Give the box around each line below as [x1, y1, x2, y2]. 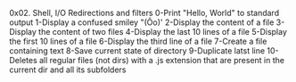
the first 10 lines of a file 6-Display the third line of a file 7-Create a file [9, 36, 267, 46]
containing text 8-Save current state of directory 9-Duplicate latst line [9, 45, 266, 56]
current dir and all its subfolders [9, 64, 127, 75]
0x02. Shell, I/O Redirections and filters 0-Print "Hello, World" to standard [9, 8, 279, 18]
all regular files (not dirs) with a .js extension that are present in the [38, 55, 285, 65]
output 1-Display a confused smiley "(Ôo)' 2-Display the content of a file [9, 17, 275, 28]
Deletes [9, 55, 37, 65]
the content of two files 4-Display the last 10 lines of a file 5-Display [38, 27, 288, 37]
